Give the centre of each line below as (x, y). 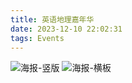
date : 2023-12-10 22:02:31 (66, 29)
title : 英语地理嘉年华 (52, 19)
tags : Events (37, 38)
